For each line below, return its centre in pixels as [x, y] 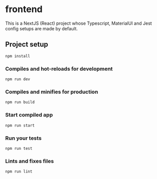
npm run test [19, 148]
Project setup [27, 45]
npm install [18, 56]
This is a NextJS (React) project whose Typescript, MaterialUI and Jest [78, 23]
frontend [24, 9]
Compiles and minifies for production [52, 92]
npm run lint [19, 172]
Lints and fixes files [30, 161]
